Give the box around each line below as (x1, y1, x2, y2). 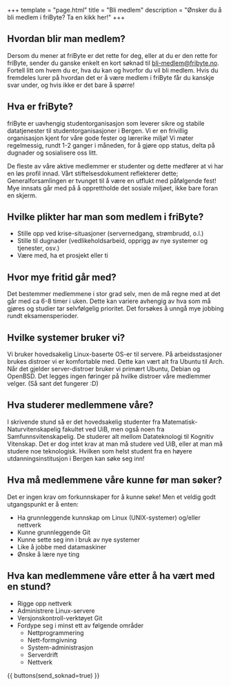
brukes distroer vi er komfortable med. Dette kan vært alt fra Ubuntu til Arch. (7, 357, 225, 366)
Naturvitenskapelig (7, 424, 61, 433)
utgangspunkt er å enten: (7, 500, 79, 508)
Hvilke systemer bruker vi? (7, 331, 125, 344)
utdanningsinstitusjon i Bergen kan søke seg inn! (7, 454, 145, 462)
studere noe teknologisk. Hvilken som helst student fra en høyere (7, 447, 192, 455)
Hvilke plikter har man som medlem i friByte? (7, 211, 204, 223)
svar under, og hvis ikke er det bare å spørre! (7, 81, 135, 89)
